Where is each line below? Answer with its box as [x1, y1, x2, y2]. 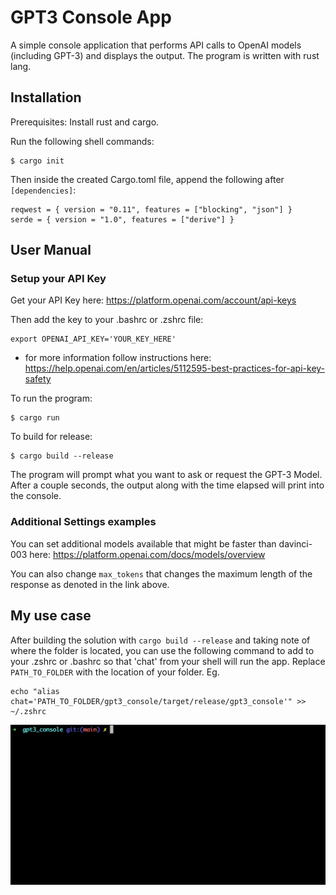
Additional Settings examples [10, 515, 157, 529]
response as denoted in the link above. [10, 578, 170, 590]
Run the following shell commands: [10, 135, 155, 147]
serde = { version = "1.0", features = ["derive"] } [10, 214, 235, 225]
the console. [10, 490, 62, 502]
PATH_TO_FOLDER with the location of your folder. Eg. [10, 666, 220, 678]
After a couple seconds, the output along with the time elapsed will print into [10, 479, 325, 491]
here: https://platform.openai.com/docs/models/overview [29, 548, 266, 560]
